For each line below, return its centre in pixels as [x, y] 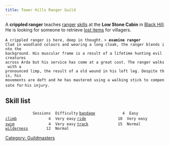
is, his [13, 76]
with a [14, 66]
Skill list [18, 101]
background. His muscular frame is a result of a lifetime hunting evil [84, 53]
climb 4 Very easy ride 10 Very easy [76, 119]
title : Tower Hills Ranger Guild [41, 10]
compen [158, 80]
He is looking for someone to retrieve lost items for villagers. [68, 30]
